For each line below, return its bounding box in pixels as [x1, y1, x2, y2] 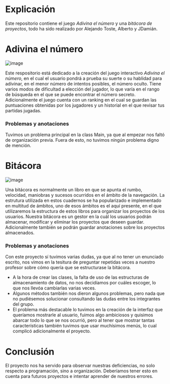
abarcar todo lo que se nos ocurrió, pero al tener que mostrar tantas [12, 317, 155, 323]
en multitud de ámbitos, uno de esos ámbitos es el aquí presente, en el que [5, 203, 162, 209]
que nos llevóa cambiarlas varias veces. [12, 285, 96, 291]
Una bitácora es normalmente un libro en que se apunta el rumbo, [5, 187, 143, 193]
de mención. [5, 143, 31, 149]
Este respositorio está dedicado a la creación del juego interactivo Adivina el [5, 70, 165, 76]
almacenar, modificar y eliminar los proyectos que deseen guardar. [5, 219, 145, 225]
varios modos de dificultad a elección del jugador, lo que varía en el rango [5, 86, 160, 92]
